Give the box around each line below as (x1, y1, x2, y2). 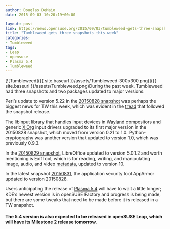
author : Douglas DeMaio (5, 7, 56, 13)
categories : (5, 35, 30, 41)
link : (5, 26, 17, 31)
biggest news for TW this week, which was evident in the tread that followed (5, 103, 164, 109)
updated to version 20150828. (5, 176, 68, 182)
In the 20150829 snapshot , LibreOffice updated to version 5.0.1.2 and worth (5, 150, 163, 156)
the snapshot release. (5, 109, 51, 115)
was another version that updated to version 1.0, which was (34, 135, 158, 141)
